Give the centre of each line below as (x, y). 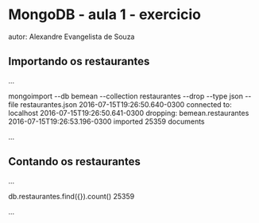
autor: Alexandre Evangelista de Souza (72, 37)
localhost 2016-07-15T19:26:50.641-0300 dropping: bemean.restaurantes (129, 113)
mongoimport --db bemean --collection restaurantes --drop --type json (126, 96)
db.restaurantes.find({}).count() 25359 (72, 196)
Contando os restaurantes (74, 161)
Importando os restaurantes (79, 62)
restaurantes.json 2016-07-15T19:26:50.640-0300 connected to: (126, 104)
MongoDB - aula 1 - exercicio (104, 15)
